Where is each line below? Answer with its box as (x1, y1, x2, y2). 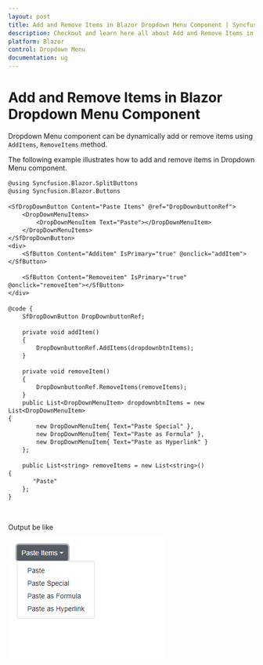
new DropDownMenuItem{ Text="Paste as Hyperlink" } (36, 438, 209, 446)
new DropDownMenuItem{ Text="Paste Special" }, (36, 422, 194, 431)
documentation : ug (8, 54, 68, 62)
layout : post (8, 13, 51, 20)
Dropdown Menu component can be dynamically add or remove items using (8, 131, 253, 140)
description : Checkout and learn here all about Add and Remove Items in (8, 29, 254, 37)
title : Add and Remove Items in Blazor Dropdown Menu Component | (8, 20, 229, 29)
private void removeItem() (22, 367, 110, 376)
